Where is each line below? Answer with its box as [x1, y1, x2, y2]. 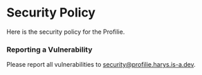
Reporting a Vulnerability [6, 45, 93, 54]
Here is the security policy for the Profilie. [6, 28, 125, 36]
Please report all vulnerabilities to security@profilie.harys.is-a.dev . [6, 61, 196, 69]
